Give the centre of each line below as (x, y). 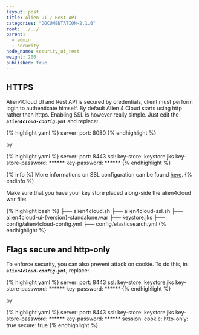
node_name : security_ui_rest (43, 52)
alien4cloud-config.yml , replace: (48, 271)
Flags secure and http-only (58, 249)
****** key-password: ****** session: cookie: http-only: (119, 319)
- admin (21, 40)
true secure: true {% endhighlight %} (52, 325)
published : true (27, 63)
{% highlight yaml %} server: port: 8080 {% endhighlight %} (81, 133)
